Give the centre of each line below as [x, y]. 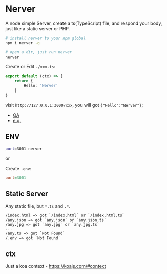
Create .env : [18, 168]
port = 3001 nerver [24, 149]
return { [24, 81]
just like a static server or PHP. [38, 28]
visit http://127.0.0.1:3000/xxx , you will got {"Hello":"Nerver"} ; [74, 105]
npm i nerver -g [23, 43]
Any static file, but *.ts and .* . [38, 206]
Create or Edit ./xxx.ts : [30, 67]
